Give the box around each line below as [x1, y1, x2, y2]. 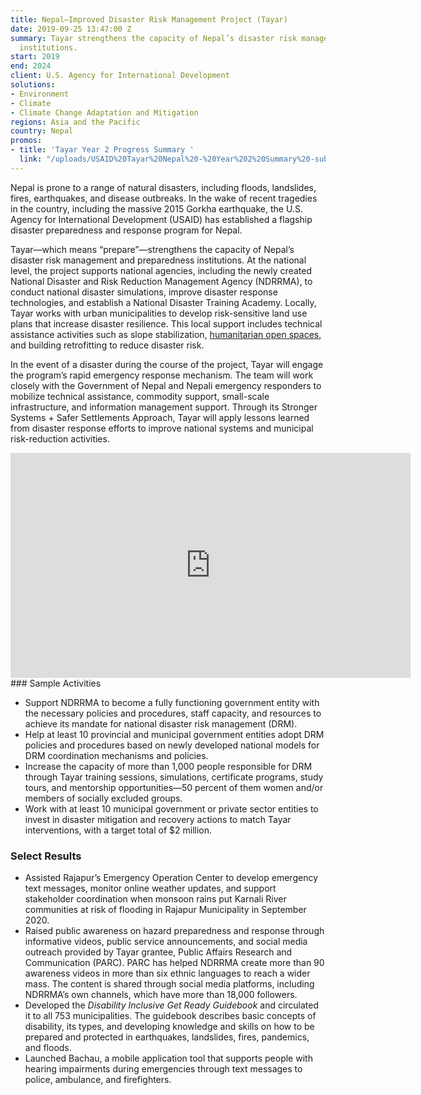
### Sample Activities [10, 677, 102, 689]
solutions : [10, 80, 56, 90]
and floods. [24, 1042, 72, 1054]
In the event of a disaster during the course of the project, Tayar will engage [10, 358, 324, 370]
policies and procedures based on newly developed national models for [24, 739, 320, 751]
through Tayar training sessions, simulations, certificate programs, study [24, 771, 324, 783]
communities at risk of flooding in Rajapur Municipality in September [24, 904, 307, 916]
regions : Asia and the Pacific [10, 117, 141, 127]
